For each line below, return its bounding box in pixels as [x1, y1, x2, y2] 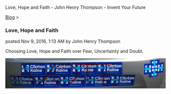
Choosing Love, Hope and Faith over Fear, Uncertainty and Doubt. [5, 48, 144, 54]
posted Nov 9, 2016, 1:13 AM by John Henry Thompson [5, 38, 121, 45]
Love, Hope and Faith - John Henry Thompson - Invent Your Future [5, 5, 146, 10]
